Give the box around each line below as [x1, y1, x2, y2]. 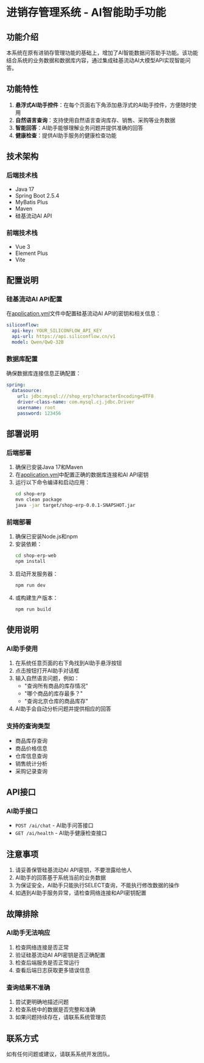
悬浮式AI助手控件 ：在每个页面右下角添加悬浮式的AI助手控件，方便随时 [15, 101, 192, 109]
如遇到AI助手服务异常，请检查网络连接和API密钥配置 [15, 889, 147, 897]
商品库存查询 [15, 737, 47, 744]
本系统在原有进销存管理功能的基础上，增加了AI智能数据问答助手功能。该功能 [6, 49, 199, 56]
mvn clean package [15, 496, 62, 503]
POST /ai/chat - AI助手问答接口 [15, 821, 94, 829]
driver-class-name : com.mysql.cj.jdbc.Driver [17, 399, 135, 405]
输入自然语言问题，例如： [15, 675, 80, 682]
